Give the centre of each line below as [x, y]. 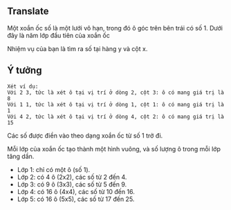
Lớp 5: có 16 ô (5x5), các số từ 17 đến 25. [76, 199]
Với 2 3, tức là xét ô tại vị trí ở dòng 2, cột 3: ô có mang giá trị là [116, 93]
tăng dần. [21, 156]
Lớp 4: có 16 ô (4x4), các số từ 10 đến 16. [76, 191]
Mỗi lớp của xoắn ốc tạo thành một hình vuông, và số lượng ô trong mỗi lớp [114, 149]
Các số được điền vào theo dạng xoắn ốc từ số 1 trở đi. [85, 135]
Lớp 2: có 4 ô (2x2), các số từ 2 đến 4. [72, 177]
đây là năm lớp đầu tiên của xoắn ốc [59, 35]
